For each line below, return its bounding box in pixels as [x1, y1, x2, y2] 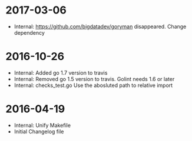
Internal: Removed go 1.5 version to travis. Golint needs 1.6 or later [14, 75, 175, 82]
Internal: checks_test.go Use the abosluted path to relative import [14, 82, 173, 89]
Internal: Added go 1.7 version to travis [14, 69, 108, 76]
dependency [14, 29, 45, 36]
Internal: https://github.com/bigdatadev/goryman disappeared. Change [14, 23, 187, 30]
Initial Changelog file [14, 127, 64, 135]
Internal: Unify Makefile [14, 122, 71, 129]
